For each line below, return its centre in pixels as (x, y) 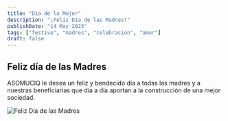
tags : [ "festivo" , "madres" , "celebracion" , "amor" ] (84, 32)
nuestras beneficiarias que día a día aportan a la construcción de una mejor (114, 90)
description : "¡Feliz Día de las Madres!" (69, 20)
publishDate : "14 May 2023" (47, 26)
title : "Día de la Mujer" (44, 13)
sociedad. (21, 97)
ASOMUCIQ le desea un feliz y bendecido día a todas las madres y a (104, 83)
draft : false (26, 39)
